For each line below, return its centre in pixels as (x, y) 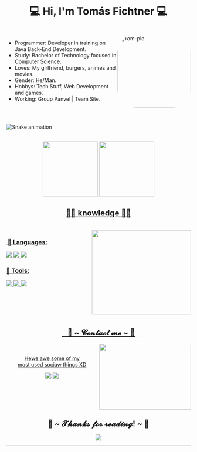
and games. (29, 93)
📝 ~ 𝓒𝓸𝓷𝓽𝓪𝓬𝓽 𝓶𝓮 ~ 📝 (101, 333)
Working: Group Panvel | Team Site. (57, 99)
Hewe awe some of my (52, 358)
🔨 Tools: (18, 271)
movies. (24, 74)
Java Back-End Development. (50, 49)
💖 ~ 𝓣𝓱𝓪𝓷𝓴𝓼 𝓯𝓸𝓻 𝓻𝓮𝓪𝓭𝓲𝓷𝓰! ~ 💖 (98, 424)
